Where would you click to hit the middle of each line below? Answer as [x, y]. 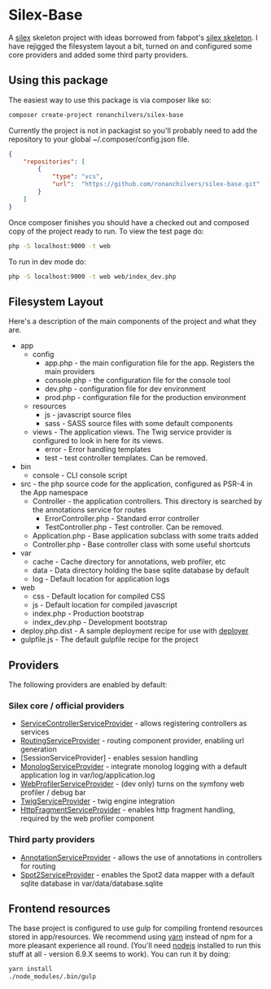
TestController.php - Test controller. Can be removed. [134, 527]
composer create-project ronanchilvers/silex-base [96, 115]
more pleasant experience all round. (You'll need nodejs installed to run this [135, 946]
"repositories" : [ [54, 161]
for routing [38, 866]
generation [38, 749]
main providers [70, 372]
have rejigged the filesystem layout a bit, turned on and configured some [130, 46]
